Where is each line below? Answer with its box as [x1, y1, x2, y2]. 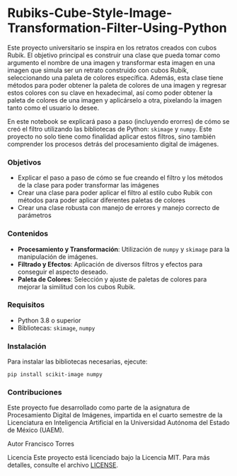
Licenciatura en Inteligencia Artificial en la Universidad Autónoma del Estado [7, 419, 230, 427]
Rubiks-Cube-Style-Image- [7, 5, 173, 21]
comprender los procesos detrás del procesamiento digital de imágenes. [7, 139, 219, 148]
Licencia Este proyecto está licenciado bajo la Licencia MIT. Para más [7, 453, 210, 462]
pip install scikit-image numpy [7, 371, 103, 378]
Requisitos [7, 300, 45, 310]
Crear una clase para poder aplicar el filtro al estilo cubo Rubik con [17, 189, 213, 197]
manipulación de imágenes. [17, 252, 98, 261]
